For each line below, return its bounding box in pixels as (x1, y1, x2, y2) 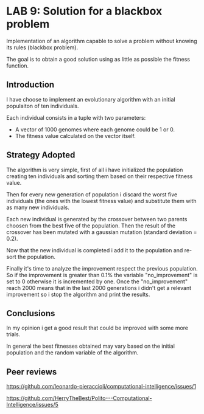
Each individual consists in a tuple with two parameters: (6, 114, 146, 121)
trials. (6, 331, 21, 338)
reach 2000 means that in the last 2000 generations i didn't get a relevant (6, 284, 192, 291)
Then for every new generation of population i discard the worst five (6, 190, 178, 198)
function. (6, 62, 29, 69)
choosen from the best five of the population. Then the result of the (6, 222, 175, 229)
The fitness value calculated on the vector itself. (15, 132, 136, 139)
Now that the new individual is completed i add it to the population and (6, 246, 183, 254)
